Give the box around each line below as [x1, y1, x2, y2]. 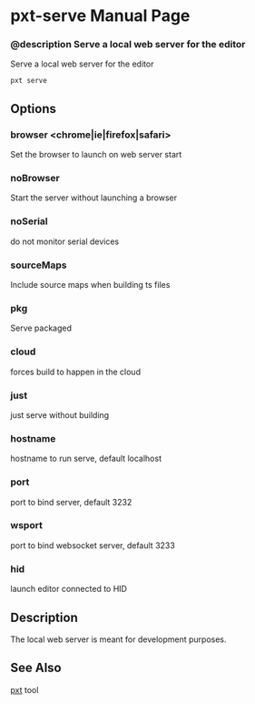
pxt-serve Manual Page [10, 5, 191, 26]
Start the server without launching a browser [10, 192, 178, 203]
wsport [10, 519, 44, 532]
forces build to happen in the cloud [10, 366, 142, 377]
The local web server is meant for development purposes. [10, 634, 227, 645]
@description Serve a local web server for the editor [10, 38, 246, 51]
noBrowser [10, 172, 60, 185]
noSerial [10, 215, 48, 228]
